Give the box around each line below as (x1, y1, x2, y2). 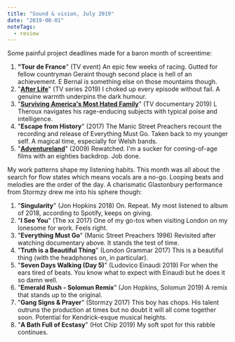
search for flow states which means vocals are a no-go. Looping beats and (7, 173, 224, 182)
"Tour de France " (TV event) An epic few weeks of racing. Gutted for (17, 62, 218, 71)
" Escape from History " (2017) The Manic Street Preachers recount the (17, 122, 222, 130)
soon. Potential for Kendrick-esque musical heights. (17, 313, 167, 322)
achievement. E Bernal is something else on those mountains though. (17, 78, 217, 86)
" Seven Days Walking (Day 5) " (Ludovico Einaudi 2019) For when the (17, 261, 219, 270)
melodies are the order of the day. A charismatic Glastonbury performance (7, 180, 223, 189)
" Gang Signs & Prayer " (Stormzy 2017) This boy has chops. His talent (17, 299, 220, 307)
